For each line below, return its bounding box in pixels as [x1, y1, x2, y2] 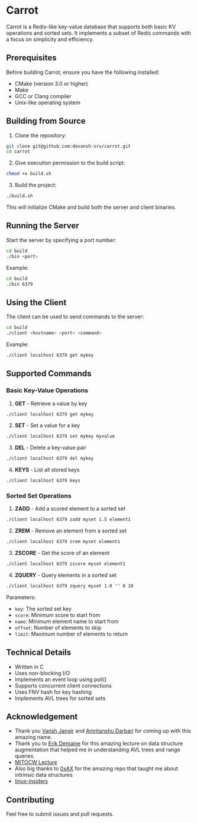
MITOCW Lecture [14, 759, 57, 766]
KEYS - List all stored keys [14, 466, 80, 473]
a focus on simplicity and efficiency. [6, 35, 94, 43]
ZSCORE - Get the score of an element [14, 550, 110, 557]
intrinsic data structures [14, 772, 73, 779]
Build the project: [14, 182, 57, 189]
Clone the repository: [14, 131, 67, 139]
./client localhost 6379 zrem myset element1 [6, 539, 120, 545]
